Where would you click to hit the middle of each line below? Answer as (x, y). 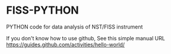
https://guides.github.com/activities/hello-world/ (66, 45)
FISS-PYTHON (42, 10)
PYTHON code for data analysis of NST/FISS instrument (75, 27)
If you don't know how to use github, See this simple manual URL (85, 38)
